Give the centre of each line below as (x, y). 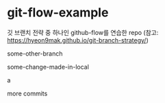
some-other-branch (35, 54)
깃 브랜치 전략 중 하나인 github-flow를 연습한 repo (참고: (83, 32)
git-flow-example (58, 13)
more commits (27, 93)
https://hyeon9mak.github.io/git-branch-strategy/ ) (78, 40)
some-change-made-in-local (48, 67)
